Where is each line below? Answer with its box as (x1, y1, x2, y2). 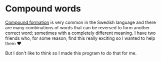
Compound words (5, 3, 81, 14)
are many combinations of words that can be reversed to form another (5, 24, 150, 30)
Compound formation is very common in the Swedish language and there (5, 19, 156, 25)
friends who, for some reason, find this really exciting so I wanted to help (5, 35, 155, 41)
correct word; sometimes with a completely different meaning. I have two (5, 30, 156, 36)
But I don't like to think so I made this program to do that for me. (5, 50, 137, 56)
